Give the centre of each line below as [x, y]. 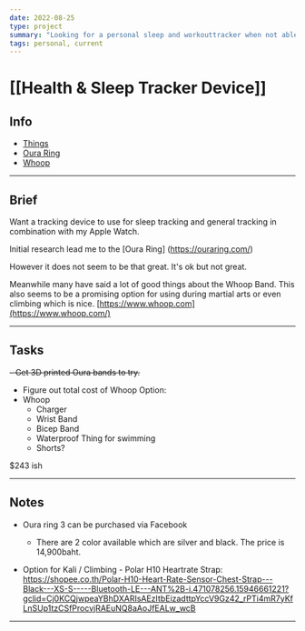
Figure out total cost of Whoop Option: [94, 390]
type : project [36, 26]
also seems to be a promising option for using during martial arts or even [145, 294]
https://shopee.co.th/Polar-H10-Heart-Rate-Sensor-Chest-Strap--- [148, 579]
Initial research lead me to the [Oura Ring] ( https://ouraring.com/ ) [132, 249]
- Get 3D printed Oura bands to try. [75, 372]
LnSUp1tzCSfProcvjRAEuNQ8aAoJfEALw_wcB [109, 608]
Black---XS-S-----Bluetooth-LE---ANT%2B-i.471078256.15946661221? [156, 588]
